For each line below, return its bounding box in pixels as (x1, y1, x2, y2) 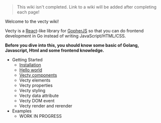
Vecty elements (19, 77, 51, 83)
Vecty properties (19, 82, 53, 88)
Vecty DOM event (19, 98, 55, 103)
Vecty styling (19, 88, 46, 93)
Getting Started (12, 57, 43, 62)
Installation (19, 62, 41, 68)
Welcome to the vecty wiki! (5, 19, 59, 24)
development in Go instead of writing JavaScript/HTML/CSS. (5, 33, 126, 39)
